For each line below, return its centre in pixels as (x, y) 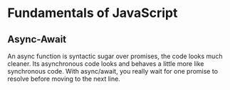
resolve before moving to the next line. (64, 79)
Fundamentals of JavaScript (93, 13)
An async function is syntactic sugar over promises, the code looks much (115, 56)
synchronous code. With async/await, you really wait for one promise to (113, 71)
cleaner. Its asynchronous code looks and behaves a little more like (106, 64)
